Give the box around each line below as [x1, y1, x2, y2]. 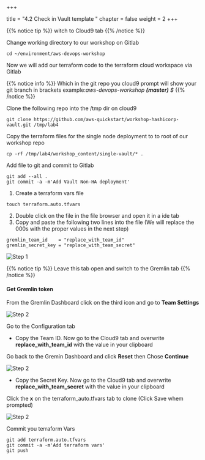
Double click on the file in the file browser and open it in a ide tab [15, 212, 179, 219]
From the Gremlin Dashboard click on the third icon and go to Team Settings [6, 299, 199, 306]
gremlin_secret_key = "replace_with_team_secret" [6, 242, 136, 248]
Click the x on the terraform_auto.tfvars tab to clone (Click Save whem [6, 395, 184, 402]
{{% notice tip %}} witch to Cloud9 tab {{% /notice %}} [6, 27, 146, 34]
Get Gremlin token [6, 285, 54, 292]
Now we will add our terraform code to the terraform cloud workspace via [6, 62, 193, 69]
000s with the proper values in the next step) [15, 225, 129, 232]
